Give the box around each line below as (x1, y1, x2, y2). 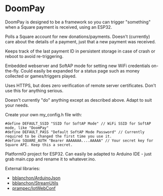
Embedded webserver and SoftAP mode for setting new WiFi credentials (5, 63, 150, 69)
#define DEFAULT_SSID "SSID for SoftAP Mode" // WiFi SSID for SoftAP (5, 121, 151, 126)
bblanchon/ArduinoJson (12, 175, 61, 180)
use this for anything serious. (5, 88, 64, 93)
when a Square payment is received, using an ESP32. (5, 24, 112, 30)
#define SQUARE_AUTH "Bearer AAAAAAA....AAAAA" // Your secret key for (5, 138, 153, 143)
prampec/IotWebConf (12, 185, 56, 191)
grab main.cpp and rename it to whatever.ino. (5, 156, 96, 162)
